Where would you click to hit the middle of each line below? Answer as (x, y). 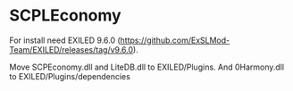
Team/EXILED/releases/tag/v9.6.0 (71, 49)
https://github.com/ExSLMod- (175, 40)
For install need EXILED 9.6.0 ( (65, 40)
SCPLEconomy (66, 16)
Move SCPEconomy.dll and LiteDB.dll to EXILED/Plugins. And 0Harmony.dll (146, 67)
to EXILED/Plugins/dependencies (70, 76)
